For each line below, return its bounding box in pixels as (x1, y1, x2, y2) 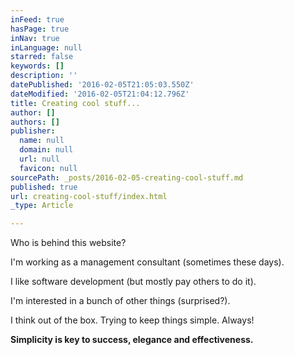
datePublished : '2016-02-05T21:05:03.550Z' (10, 80, 195, 90)
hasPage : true (10, 24, 70, 34)
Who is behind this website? (10, 237, 127, 249)
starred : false (10, 52, 74, 62)
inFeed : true (10, 14, 65, 25)
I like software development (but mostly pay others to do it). (10, 276, 257, 288)
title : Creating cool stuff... (10, 98, 141, 108)
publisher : (10, 126, 56, 136)
